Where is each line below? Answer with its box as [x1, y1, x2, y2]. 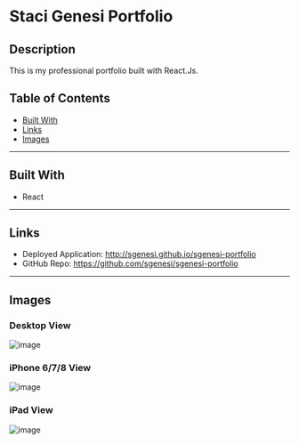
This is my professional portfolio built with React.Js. [9, 65, 198, 76]
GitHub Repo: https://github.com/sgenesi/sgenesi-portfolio [21, 258, 238, 269]
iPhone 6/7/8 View [9, 362, 92, 375]
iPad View [9, 404, 53, 416]
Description [9, 42, 76, 57]
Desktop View [9, 319, 71, 331]
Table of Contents [9, 91, 111, 106]
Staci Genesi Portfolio [9, 6, 174, 27]
